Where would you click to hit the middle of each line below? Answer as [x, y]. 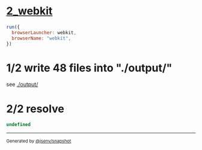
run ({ [13, 27]
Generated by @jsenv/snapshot [39, 141]
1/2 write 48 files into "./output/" [89, 68]
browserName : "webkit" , [41, 38]
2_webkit [29, 11]
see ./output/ [22, 85]
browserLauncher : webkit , [44, 32]
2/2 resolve [35, 109]
